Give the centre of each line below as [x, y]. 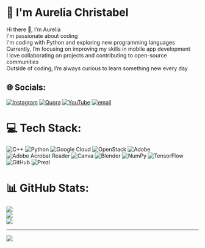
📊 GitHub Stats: [48, 188]
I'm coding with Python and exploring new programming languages [91, 42]
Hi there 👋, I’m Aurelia [34, 29]
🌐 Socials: [26, 88]
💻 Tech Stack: [44, 128]
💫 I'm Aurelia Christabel [67, 13]
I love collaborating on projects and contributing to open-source [87, 55]
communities [23, 62]
